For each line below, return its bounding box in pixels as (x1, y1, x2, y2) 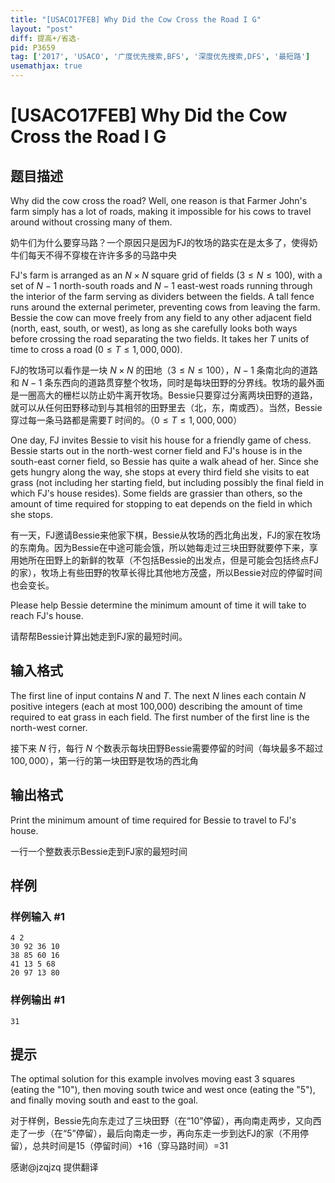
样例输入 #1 (10, 909, 65, 923)
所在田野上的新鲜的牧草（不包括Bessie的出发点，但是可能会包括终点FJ (27, 554, 319, 566)
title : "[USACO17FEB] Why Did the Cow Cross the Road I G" (10, 14, 262, 25)
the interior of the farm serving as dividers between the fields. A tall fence (10, 291, 315, 302)
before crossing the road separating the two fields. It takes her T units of (10, 333, 310, 345)
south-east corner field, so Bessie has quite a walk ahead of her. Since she (10, 456, 320, 467)
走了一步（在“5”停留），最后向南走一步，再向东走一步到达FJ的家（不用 (10, 1127, 300, 1140)
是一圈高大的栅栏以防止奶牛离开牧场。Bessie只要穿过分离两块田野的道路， (10, 389, 318, 401)
